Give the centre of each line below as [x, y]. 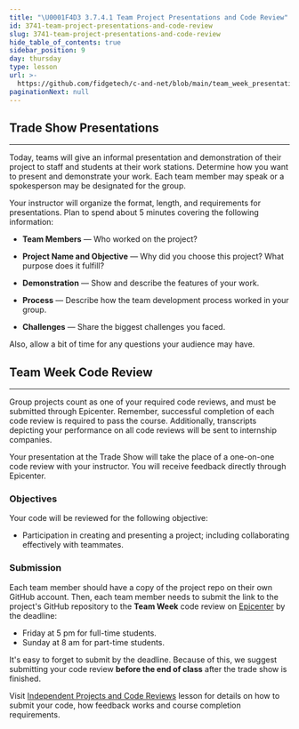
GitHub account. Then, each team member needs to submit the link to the [144, 597]
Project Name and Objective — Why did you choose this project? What [153, 256]
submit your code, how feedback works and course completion [125, 705]
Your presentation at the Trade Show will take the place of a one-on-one [142, 457]
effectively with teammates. [73, 545]
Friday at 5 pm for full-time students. [89, 633]
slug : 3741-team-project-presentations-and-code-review [115, 34]
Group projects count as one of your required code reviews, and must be [143, 402]
